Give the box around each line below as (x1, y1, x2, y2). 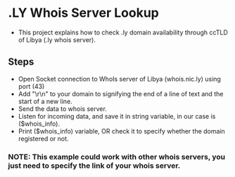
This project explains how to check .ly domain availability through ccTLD (18, 28, 228, 37)
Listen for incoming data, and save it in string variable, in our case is (18, 112, 216, 120)
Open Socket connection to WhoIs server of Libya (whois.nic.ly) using (18, 74, 221, 83)
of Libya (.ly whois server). (18, 35, 96, 44)
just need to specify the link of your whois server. (8, 160, 181, 170)
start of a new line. (18, 97, 72, 105)
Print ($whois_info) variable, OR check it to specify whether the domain (18, 126, 226, 135)
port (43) (18, 82, 45, 91)
